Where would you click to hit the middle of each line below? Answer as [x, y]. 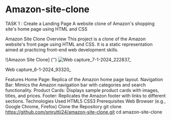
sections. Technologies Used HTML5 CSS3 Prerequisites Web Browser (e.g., [85, 101]
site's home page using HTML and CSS [46, 29]
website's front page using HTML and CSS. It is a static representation [79, 44]
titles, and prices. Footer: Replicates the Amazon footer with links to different [85, 95]
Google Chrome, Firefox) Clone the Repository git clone [63, 106]
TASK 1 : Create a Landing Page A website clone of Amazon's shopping [80, 23]
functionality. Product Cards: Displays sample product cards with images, [82, 90]
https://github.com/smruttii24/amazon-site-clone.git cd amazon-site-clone [84, 112]
